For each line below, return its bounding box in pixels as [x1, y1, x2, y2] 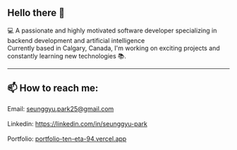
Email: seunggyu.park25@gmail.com [7, 104, 114, 113]
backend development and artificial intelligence [7, 36, 145, 44]
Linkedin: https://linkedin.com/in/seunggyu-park [7, 119, 148, 127]
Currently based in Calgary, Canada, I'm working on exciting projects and [7, 44, 220, 52]
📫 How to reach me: [7, 82, 99, 94]
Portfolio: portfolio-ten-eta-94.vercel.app [7, 135, 127, 143]
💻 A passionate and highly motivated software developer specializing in [7, 26, 217, 35]
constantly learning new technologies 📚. [7, 51, 127, 60]
